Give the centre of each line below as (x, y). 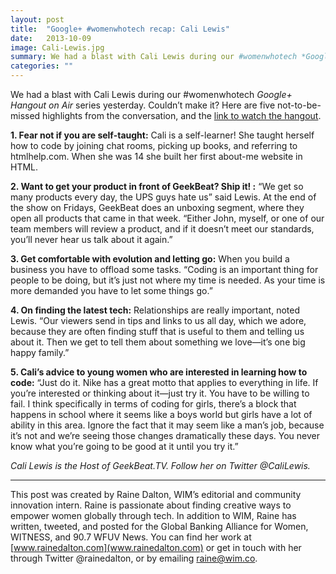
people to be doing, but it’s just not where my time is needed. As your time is (168, 280)
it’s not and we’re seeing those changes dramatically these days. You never (165, 435)
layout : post (37, 19)
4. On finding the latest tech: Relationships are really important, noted (155, 310)
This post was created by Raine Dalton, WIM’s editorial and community (156, 494)
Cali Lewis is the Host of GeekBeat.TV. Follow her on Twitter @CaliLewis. (160, 465)
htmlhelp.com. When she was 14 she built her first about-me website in (156, 156)
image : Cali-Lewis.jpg (57, 47)
